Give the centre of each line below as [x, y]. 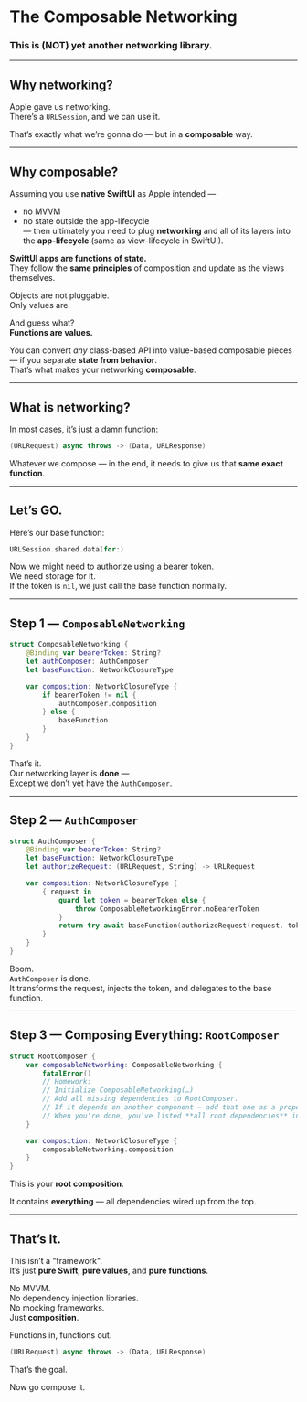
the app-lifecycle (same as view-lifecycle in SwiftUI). [123, 241]
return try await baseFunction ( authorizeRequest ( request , [171, 926]
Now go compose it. [48, 1386]
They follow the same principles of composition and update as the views [147, 268]
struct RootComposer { [53, 1056]
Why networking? [62, 85]
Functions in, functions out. [61, 1335]
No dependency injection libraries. [74, 1298]
